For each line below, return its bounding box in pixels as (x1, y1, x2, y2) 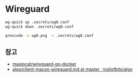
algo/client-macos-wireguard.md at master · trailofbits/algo (12, 66, 133, 72)
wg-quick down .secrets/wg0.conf (5, 24, 74, 29)
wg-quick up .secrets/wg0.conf (5, 20, 69, 25)
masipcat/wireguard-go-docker (12, 61, 76, 67)
